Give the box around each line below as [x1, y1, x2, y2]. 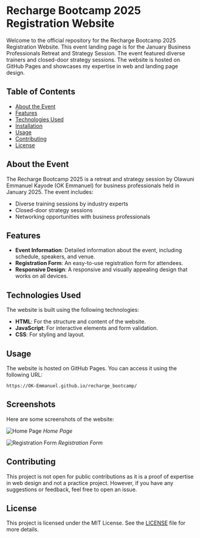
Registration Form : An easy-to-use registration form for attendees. [15, 260, 184, 267]
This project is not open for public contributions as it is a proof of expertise [6, 472, 194, 480]
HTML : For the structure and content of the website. [15, 318, 146, 325]
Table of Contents [6, 86, 76, 97]
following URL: [6, 371, 43, 378]
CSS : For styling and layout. [15, 331, 85, 338]
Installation [15, 122, 43, 129]
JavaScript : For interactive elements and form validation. [15, 325, 158, 332]
